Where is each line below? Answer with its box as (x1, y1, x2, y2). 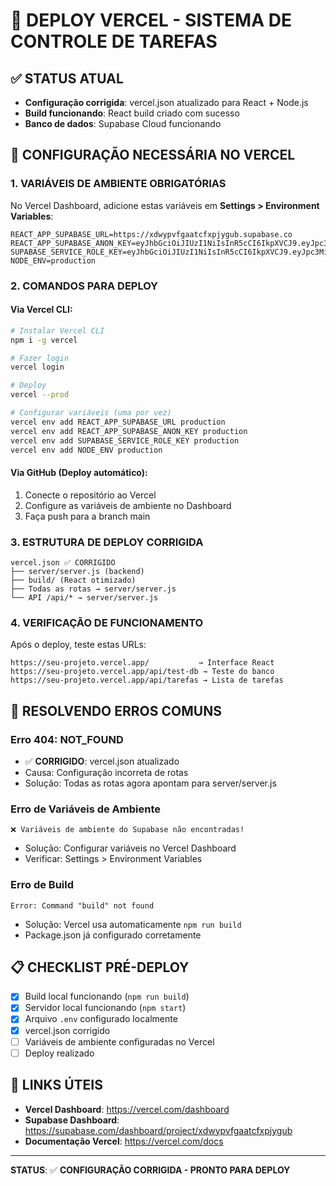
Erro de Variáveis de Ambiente (10, 802, 162, 816)
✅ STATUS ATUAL (10, 70, 124, 87)
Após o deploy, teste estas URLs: (10, 639, 147, 651)
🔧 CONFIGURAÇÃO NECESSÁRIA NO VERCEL (10, 147, 296, 164)
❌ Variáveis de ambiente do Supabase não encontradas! (10, 825, 245, 835)
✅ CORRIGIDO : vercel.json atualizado (24, 755, 180, 767)
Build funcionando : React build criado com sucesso (24, 107, 240, 119)
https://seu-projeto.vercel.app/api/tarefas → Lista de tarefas (10, 675, 284, 686)
